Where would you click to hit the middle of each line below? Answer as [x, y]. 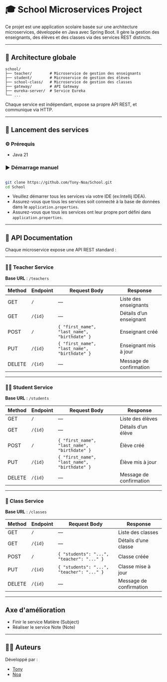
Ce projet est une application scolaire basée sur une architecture [72, 27]
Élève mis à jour [138, 462]
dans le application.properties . [45, 207]
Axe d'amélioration [35, 610]
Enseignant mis [138, 345]
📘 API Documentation [39, 238]
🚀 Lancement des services [47, 130]
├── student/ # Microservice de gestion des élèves [68, 77]
